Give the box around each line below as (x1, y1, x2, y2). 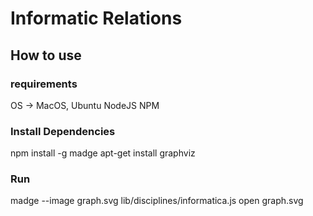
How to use (10, 47, 82, 64)
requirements (10, 77, 78, 91)
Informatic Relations (10, 7, 183, 30)
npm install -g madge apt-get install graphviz (10, 147, 196, 159)
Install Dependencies (10, 124, 116, 138)
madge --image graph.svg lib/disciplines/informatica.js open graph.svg (10, 195, 304, 207)
